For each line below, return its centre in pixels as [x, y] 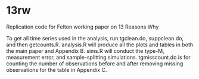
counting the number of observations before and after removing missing [95, 64]
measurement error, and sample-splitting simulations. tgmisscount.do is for [98, 57]
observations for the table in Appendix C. [57, 69]
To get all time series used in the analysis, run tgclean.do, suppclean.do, [95, 38]
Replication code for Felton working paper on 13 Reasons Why [83, 27]
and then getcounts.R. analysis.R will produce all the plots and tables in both [100, 45]
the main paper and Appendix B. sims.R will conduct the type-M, [85, 50]
